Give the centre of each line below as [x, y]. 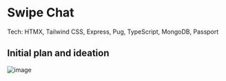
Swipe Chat [41, 13]
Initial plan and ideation [58, 53]
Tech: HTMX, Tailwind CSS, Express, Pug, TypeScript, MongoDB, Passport [113, 32]
